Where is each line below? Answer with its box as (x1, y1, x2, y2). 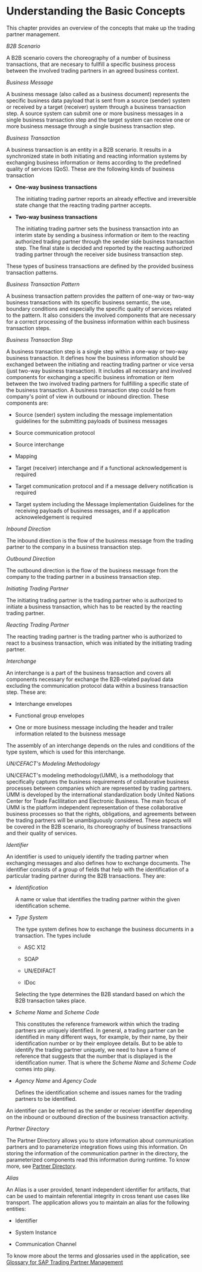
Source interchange (14, 440, 65, 448)
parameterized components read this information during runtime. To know (6, 1156, 190, 1163)
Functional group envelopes (14, 712, 84, 719)
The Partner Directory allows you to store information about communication (6, 1137, 194, 1144)
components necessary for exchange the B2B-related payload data (6, 676, 174, 683)
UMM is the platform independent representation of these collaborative (6, 803, 183, 811)
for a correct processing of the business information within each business (6, 318, 190, 325)
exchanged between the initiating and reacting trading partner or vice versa (6, 360, 194, 368)
